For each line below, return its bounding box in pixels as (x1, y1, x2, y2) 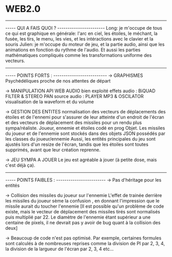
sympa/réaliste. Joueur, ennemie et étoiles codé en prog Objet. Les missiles (5, 125, 165, 131)
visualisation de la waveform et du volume (5, 98, 94, 105)
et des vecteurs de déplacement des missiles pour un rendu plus (5, 119, 142, 126)
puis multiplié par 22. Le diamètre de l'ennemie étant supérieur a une (5, 214, 151, 220)
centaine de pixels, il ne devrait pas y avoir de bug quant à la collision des (5, 219, 161, 226)
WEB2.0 (5, 3, 41, 15)
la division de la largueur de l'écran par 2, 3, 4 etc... (5, 246, 114, 252)
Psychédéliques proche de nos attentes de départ (5, 77, 111, 84)
